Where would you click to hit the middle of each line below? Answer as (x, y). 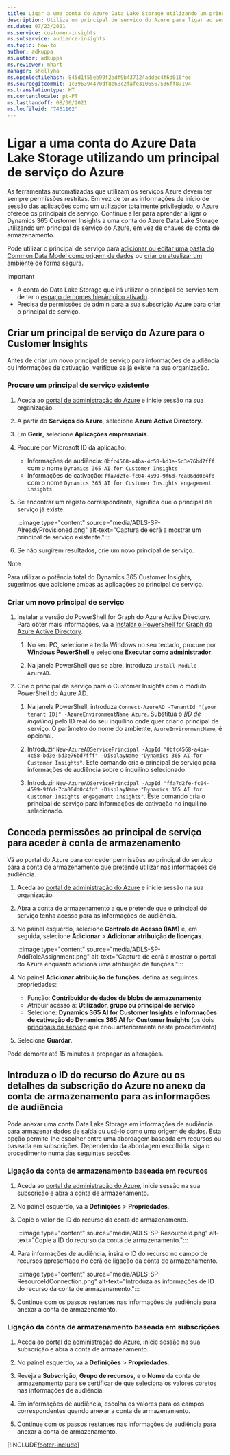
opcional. (40, 736)
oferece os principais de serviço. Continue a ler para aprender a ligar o (107, 213)
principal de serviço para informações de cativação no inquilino (117, 804)
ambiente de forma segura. (46, 263)
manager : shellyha (33, 71)
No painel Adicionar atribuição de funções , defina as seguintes (107, 977)
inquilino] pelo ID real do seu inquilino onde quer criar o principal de (123, 721)
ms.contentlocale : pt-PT (42, 97)
